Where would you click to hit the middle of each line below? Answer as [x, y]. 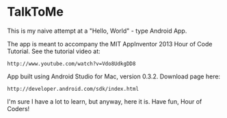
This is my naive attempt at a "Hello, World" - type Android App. [97, 31]
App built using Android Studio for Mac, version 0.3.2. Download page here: [114, 76]
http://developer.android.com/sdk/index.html [73, 89]
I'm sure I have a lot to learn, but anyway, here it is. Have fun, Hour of [105, 101]
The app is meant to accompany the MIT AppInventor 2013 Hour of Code [110, 44]
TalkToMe [35, 12]
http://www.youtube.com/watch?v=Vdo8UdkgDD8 [71, 63]
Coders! [18, 108]
